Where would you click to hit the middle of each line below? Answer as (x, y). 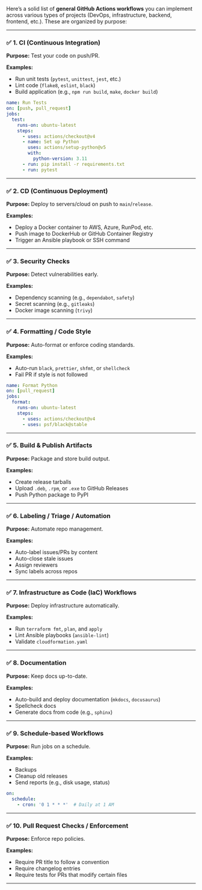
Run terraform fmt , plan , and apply (59, 629)
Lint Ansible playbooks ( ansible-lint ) (62, 635)
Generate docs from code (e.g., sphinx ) (64, 712)
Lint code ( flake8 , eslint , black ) (55, 85)
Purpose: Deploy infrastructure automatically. (63, 606)
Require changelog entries (47, 868)
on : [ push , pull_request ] (38, 108)
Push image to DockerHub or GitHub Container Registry (84, 233)
